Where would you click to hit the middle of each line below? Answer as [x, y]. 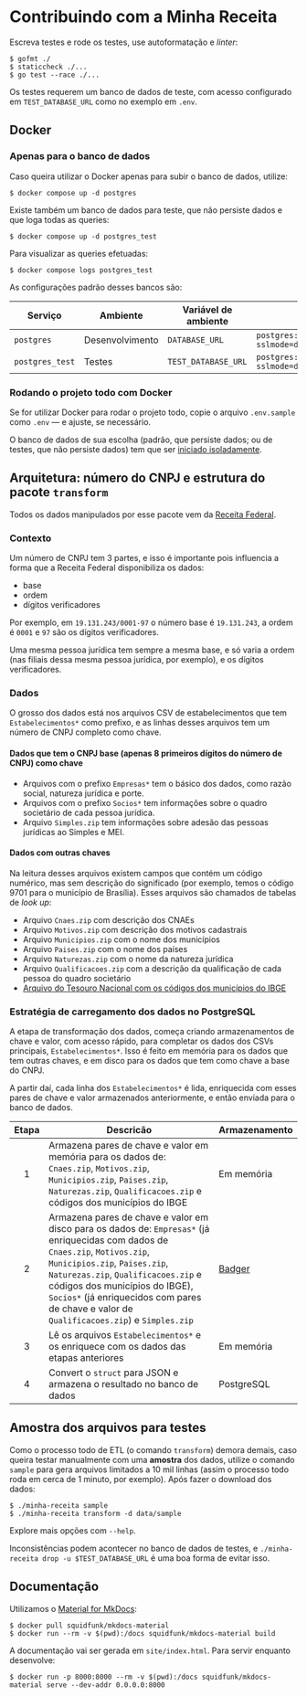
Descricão [129, 1130]
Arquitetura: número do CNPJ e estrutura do [138, 478]
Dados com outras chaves [60, 853]
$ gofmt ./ [30, 58]
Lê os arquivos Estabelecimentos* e [125, 1335]
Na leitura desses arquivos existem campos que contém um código [136, 873]
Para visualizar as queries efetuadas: [79, 253]
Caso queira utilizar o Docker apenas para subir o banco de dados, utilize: [148, 176]
